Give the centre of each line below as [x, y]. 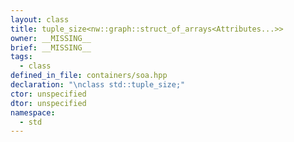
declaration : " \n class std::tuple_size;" [98, 85]
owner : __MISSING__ [51, 38]
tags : [21, 57]
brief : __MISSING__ [51, 47]
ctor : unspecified [48, 94]
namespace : [33, 112]
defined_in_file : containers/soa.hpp [89, 76]
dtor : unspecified [48, 103]
